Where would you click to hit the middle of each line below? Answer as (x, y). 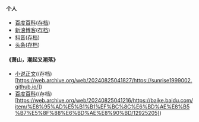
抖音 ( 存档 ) (27, 37)
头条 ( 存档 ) (27, 45)
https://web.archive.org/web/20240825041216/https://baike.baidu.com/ (105, 101)
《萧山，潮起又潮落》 (32, 59)
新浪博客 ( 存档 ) (32, 30)
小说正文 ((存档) (33, 74)
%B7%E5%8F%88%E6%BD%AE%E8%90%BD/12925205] (87, 113)
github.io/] (27, 87)
